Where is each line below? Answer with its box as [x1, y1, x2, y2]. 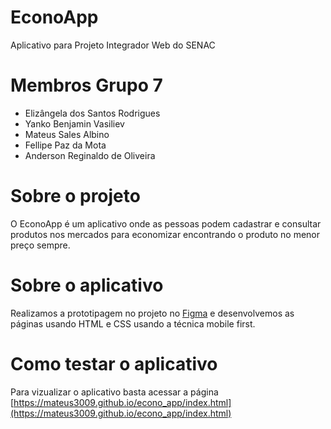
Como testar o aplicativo [10, 352, 218, 375]
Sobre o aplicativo [10, 274, 164, 296]
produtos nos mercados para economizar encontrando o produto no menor [10, 228, 320, 240]
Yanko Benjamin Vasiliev [24, 117, 125, 130]
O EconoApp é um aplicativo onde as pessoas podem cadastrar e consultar [10, 217, 322, 230]
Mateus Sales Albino [24, 128, 110, 140]
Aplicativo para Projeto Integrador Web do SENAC [10, 39, 216, 51]
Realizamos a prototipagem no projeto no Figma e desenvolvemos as [10, 307, 295, 319]
